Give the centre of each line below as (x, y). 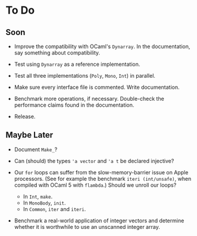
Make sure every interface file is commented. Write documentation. (97, 87)
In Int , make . (38, 196)
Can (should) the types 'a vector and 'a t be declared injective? (94, 161)
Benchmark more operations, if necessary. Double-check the (89, 99)
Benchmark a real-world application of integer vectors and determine (99, 221)
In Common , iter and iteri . (54, 209)
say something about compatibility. (57, 53)
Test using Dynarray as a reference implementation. (77, 64)
